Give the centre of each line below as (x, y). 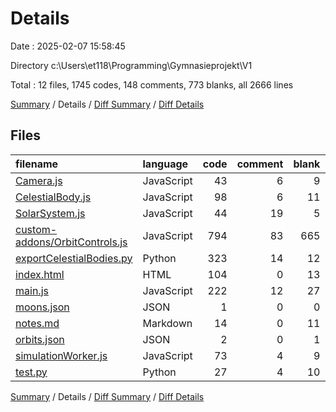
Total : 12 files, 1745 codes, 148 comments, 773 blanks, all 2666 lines (152, 84)
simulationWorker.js (61, 355)
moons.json (42, 307)
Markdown (167, 323)
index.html (40, 274)
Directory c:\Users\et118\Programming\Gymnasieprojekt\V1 (131, 65)
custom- (36, 229)
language (165, 164)
